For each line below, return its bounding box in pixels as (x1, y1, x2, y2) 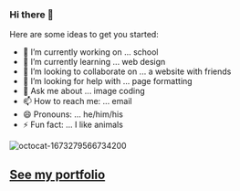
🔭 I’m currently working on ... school (22, 47, 159, 58)
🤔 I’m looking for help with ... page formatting (22, 76, 193, 87)
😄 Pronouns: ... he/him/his (22, 109, 123, 120)
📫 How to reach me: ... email (22, 96, 132, 107)
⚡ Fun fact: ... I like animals (22, 119, 123, 131)
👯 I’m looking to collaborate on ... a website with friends (22, 66, 232, 77)
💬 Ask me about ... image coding (22, 86, 146, 97)
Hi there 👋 (9, 8, 55, 21)
